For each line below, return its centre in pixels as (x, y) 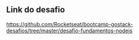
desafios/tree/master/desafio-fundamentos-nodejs (69, 30)
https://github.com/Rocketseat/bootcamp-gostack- (70, 24)
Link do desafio (36, 10)
